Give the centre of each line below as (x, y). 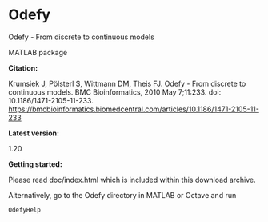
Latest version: (34, 133)
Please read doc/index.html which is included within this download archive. (132, 180)
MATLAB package (38, 52)
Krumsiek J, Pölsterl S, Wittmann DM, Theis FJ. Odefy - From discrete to (127, 83)
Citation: (23, 68)
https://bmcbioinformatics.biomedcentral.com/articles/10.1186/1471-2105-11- (134, 109)
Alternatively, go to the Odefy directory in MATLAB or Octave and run (122, 195)
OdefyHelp (25, 210)
